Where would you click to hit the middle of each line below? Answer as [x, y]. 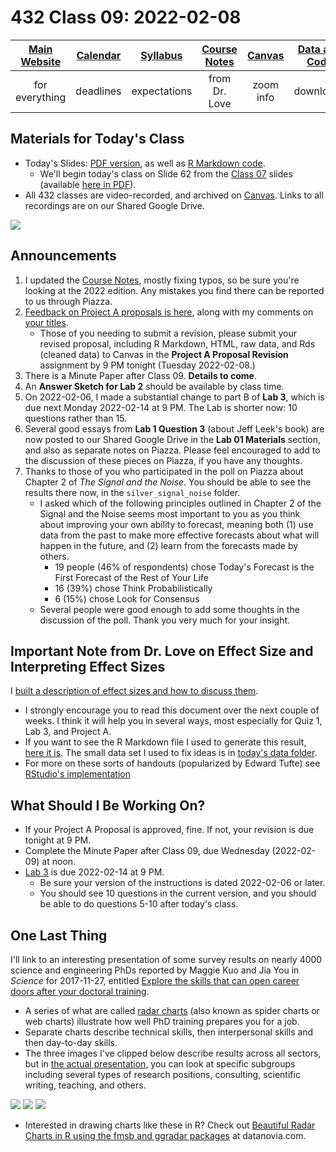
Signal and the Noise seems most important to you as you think [170, 513]
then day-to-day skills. [71, 1042]
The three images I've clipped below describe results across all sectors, [173, 1053]
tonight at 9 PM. [58, 840]
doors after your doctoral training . [80, 991]
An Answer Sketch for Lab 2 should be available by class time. [154, 386]
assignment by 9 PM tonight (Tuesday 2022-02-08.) [147, 365]
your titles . [46, 322]
